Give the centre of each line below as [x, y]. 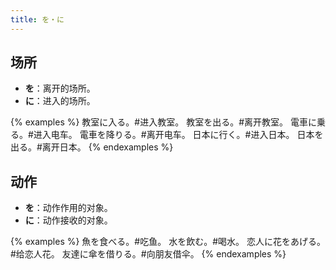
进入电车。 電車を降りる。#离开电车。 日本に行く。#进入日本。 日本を [178, 135]
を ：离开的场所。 [60, 88]
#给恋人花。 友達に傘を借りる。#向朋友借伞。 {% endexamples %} [148, 254]
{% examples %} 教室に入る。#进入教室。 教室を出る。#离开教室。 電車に [163, 122]
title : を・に [37, 19]
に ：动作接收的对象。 [68, 220]
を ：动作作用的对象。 [68, 208]
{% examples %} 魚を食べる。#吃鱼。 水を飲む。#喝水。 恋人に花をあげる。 [168, 242]
